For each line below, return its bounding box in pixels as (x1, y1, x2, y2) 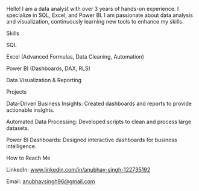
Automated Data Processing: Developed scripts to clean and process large (6, 118, 192, 125)
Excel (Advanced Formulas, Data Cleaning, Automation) (6, 53, 145, 60)
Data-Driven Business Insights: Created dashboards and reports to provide (6, 100, 192, 107)
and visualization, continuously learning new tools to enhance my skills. (6, 18, 184, 25)
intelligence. (6, 143, 37, 150)
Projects (6, 88, 27, 95)
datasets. (6, 125, 30, 132)
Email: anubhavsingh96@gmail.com (6, 178, 95, 185)
